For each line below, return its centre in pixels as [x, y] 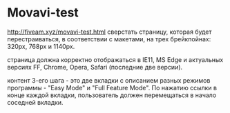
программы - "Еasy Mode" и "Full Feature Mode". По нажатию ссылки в [112, 88]
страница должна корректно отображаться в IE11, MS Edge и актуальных [115, 59]
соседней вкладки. [35, 102]
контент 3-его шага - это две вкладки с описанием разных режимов [109, 80]
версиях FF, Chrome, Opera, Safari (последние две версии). [95, 67]
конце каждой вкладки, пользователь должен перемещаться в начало [112, 95]
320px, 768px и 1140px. [41, 46]
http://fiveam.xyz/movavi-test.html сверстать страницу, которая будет [109, 32]
